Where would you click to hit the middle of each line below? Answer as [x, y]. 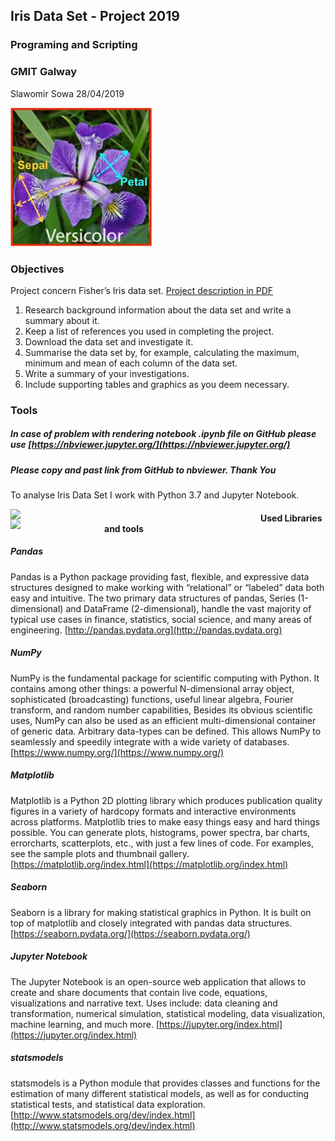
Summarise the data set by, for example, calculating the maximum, [162, 352]
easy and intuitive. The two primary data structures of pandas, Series [153, 598]
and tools [124, 528]
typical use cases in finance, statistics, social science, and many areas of [161, 619]
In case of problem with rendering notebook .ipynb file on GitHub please [163, 434]
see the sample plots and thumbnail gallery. [100, 853]
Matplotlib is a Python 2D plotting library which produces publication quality [166, 800]
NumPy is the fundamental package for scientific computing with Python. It [165, 678]
